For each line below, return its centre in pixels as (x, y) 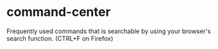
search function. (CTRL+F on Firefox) (60, 38)
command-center (59, 12)
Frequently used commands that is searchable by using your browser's (109, 31)
